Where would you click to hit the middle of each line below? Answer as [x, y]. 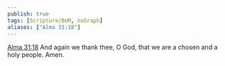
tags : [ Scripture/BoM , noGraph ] [55, 21]
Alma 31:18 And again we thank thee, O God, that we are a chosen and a [112, 48]
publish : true [28, 14]
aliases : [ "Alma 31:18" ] [44, 27]
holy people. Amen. [36, 55]
